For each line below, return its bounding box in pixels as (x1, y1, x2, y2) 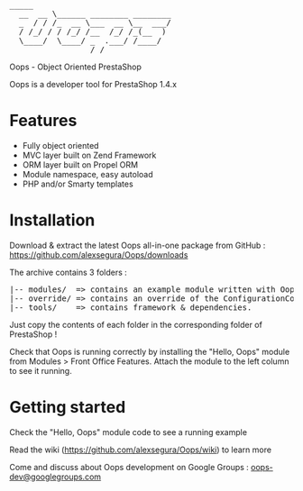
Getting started (9, 397, 126, 418)
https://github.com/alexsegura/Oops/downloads (9, 249, 188, 260)
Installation (9, 210, 96, 231)
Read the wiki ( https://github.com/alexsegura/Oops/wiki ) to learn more (9, 444, 272, 455)
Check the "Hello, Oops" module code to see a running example (9, 426, 248, 437)
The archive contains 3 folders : (9, 267, 128, 277)
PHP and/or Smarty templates (22, 178, 133, 189)
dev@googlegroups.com (9, 471, 102, 482)
